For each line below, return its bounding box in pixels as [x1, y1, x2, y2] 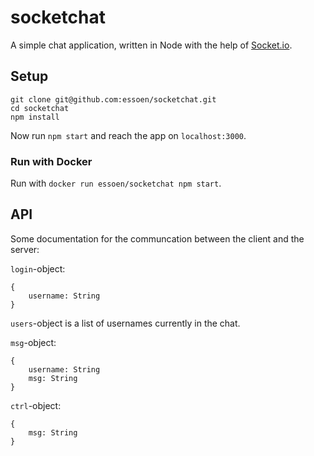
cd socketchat [10, 103, 70, 113]
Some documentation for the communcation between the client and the [10, 232, 305, 245]
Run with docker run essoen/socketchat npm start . [10, 177, 222, 190]
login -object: [10, 262, 66, 275]
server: [10, 243, 40, 255]
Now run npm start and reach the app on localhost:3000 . [10, 129, 247, 141]
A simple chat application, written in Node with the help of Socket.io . [10, 39, 293, 51]
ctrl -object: [10, 399, 62, 411]
